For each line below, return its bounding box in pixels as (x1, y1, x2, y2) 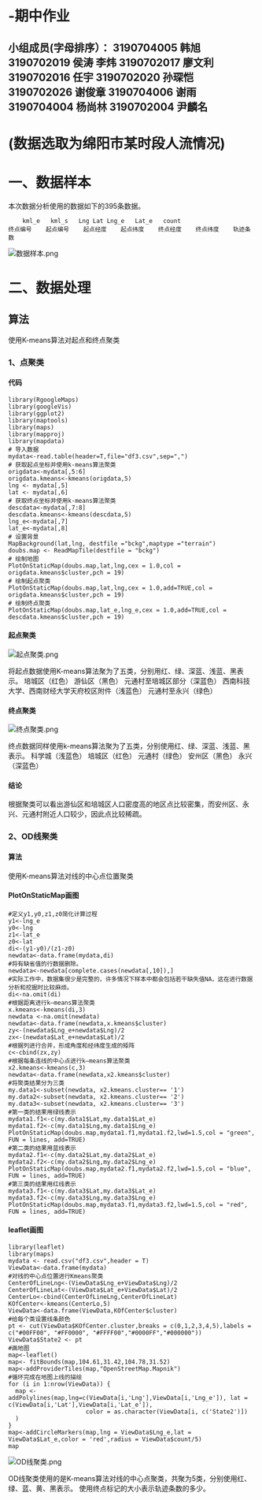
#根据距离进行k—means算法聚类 (8, 999, 96, 1007)
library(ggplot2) (8, 409, 65, 418)
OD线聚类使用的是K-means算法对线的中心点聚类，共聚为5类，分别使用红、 (8, 1473, 252, 1483)
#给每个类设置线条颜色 (8, 1315, 71, 1323)
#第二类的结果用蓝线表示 (8, 1144, 76, 1152)
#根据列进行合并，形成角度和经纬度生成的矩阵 (8, 1041, 135, 1049)
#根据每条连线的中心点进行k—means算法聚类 (8, 1057, 131, 1065)
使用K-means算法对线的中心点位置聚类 (8, 871, 134, 880)
